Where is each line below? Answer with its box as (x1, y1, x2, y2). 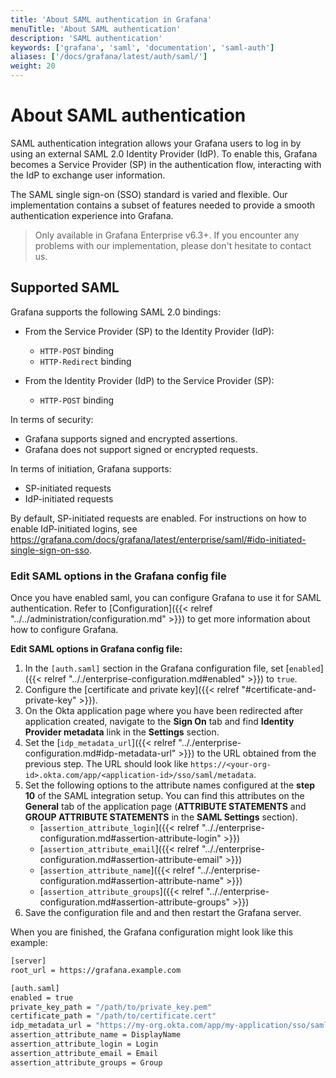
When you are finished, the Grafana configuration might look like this (10, 926, 294, 938)
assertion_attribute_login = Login (10, 1039, 159, 1050)
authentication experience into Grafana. (10, 209, 174, 221)
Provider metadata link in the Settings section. (24, 726, 220, 738)
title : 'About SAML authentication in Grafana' (10, 14, 213, 25)
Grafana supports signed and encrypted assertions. (24, 432, 238, 445)
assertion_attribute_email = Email (10, 1048, 159, 1058)
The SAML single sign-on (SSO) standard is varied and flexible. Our (10, 188, 288, 200)
